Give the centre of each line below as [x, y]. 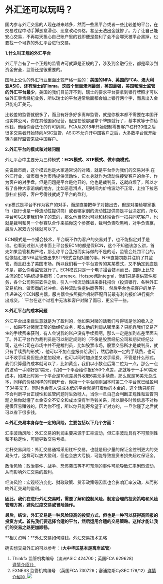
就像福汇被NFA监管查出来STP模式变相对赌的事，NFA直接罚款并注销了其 [77, 257]
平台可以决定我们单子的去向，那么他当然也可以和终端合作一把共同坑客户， [79, 217]
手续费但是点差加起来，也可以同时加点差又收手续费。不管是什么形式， [88, 357]
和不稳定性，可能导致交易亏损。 [37, 439]
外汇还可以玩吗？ [39, 10]
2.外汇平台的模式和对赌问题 [33, 149]
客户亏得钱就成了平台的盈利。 [60, 194]
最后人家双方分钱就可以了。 [33, 229]
